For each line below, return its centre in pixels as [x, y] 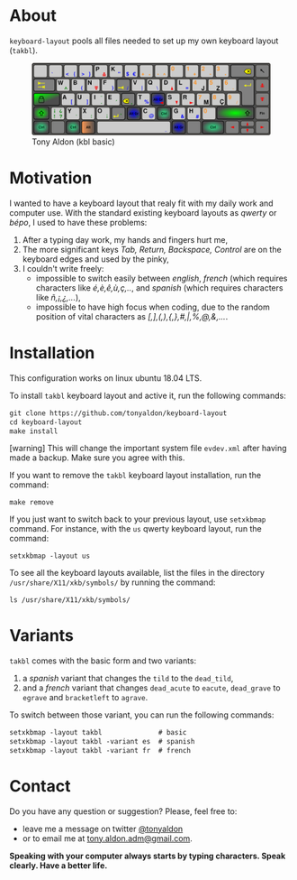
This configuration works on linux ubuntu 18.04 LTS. [106, 378]
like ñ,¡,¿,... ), [58, 297]
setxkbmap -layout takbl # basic [98, 732]
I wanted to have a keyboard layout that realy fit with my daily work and [141, 203]
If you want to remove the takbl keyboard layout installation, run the [135, 475]
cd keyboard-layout [46, 422]
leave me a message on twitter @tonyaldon [103, 829]
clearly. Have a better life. [58, 865]
